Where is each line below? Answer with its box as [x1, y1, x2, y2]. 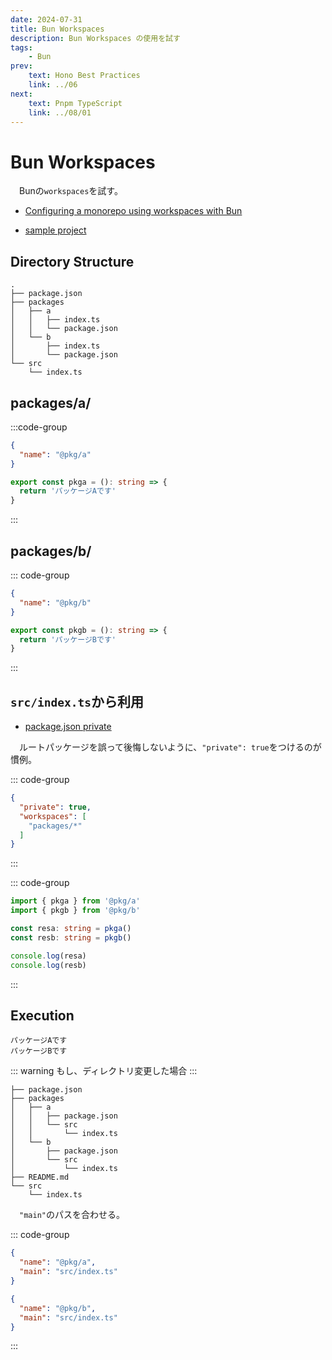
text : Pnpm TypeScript [28, 98, 123, 108]
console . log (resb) [10, 960, 87, 970]
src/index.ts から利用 [10, 693, 144, 710]
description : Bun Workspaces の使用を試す [10, 33, 181, 43]
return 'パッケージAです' [19, 486, 117, 496]
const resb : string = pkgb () [10, 932, 132, 943]
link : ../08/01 [28, 107, 92, 118]
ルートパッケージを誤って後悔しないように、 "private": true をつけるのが [19, 741, 322, 753]
